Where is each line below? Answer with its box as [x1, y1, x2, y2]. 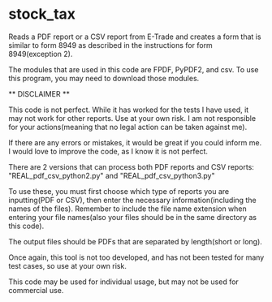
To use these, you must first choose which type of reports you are [8, 186, 230, 196]
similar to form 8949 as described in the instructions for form [8, 40, 213, 50]
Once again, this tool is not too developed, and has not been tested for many [8, 252, 265, 262]
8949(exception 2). [8, 49, 73, 58]
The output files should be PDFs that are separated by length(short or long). [8, 236, 262, 246]
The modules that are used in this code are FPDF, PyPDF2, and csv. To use [8, 64, 259, 74]
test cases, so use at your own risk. [8, 261, 127, 270]
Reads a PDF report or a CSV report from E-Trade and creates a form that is [8, 32, 261, 41]
